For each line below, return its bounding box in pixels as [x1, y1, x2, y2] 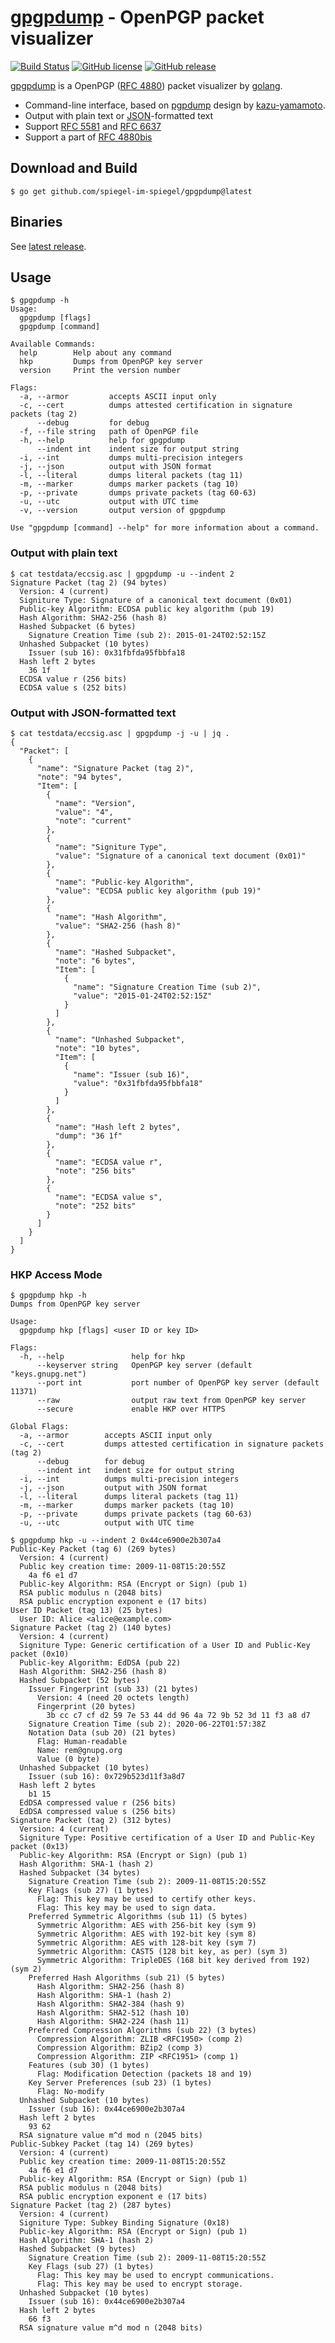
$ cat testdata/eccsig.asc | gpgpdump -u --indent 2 [10, 569, 235, 579]
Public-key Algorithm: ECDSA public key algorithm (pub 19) [19, 604, 275, 614]
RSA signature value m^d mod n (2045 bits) [19, 2131, 203, 2141]
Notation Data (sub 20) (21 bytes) [28, 1728, 177, 1738]
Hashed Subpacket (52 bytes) [19, 1676, 141, 1686]
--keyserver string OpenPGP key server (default [36, 1361, 253, 1371]
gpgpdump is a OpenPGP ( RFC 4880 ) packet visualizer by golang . [10, 79, 283, 91]
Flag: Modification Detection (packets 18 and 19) [36, 2069, 253, 2080]
